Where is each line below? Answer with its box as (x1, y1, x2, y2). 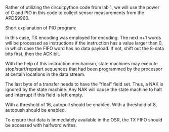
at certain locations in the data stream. (5, 71, 86, 77)
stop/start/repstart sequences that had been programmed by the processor (5, 66, 163, 72)
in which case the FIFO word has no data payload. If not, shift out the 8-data (5, 46, 164, 51)
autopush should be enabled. (5, 107, 66, 113)
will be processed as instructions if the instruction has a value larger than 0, (5, 40, 163, 46)
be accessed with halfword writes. (5, 122, 77, 128)
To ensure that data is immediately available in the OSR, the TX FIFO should (5, 117, 163, 123)
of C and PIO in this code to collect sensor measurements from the (5, 10, 144, 16)
